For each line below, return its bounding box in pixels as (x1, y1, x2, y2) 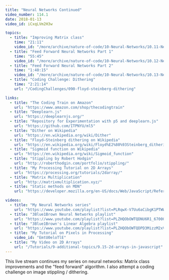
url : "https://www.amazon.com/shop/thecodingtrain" (14, 105, 125, 110)
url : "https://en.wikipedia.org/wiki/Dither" (14, 132, 112, 138)
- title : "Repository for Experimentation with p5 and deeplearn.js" (10, 119, 158, 124)
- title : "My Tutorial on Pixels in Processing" (10, 230, 114, 236)
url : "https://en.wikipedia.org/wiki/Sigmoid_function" (14, 152, 134, 157)
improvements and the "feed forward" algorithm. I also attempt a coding (5, 263, 154, 269)
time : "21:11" (14, 40, 44, 45)
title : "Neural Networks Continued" (5, 7, 82, 13)
